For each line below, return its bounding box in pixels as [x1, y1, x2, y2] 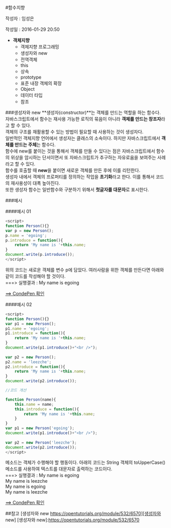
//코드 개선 [5, 388, 27, 393]
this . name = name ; [14, 402, 54, 407]
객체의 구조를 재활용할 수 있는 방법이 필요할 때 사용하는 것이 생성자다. [5, 129, 144, 135]
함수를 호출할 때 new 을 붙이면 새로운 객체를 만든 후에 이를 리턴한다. [5, 167, 140, 173]
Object [20, 86, 35, 92]
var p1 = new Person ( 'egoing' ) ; [5, 426, 74, 431]
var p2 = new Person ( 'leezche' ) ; [5, 440, 77, 445]
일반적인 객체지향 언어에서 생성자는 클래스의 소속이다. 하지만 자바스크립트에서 [5, 135, 161, 141]
